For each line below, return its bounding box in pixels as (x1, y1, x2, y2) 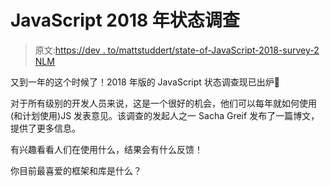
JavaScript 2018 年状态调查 (10, 9, 240, 32)
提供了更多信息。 (10, 122, 81, 134)
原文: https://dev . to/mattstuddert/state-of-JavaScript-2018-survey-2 (34, 44, 320, 56)
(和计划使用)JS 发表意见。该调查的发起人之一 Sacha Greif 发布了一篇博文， (10, 109, 320, 121)
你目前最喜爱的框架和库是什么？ (10, 164, 142, 176)
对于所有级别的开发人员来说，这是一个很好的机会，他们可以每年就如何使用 (10, 97, 317, 109)
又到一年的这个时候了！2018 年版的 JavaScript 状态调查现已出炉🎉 (10, 76, 280, 88)
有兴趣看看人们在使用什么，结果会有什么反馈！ (10, 143, 203, 155)
